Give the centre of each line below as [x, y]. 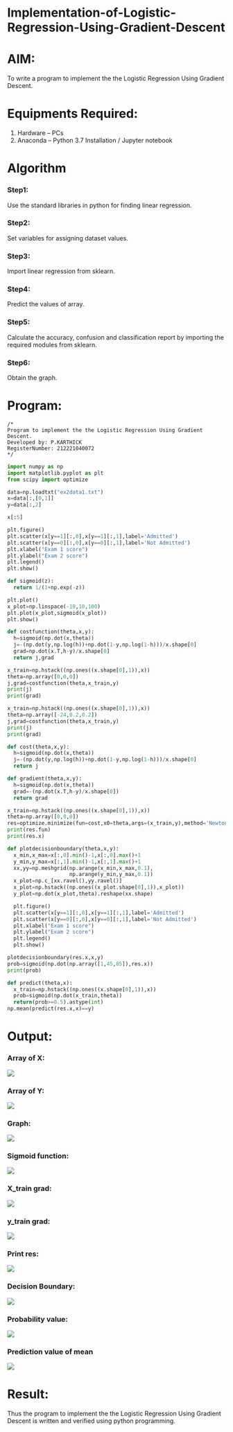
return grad [31, 798]
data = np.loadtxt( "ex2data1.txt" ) [55, 492]
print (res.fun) [29, 830]
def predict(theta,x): [40, 983]
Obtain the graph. [32, 378]
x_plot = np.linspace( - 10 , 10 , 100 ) [54, 606]
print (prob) [24, 970]
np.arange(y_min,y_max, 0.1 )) [111, 875]
